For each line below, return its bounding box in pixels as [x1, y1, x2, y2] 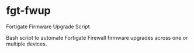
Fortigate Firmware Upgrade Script [6, 23, 90, 30]
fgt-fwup [6, 4, 51, 17]
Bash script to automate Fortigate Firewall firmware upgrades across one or [6, 34, 188, 41]
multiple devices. [6, 40, 47, 47]
